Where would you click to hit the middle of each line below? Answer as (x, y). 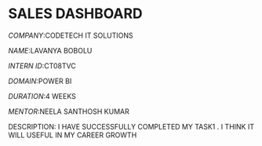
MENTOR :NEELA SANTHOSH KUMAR (69, 111)
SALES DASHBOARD (75, 14)
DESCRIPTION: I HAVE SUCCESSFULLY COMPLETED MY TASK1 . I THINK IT (131, 126)
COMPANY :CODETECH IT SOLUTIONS (71, 35)
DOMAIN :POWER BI (40, 81)
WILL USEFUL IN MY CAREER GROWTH (73, 135)
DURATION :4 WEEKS (42, 96)
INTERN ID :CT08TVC (42, 66)
